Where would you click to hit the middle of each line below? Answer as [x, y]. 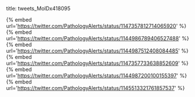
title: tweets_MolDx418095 [38, 8]
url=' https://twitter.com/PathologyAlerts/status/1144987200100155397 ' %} [97, 76]
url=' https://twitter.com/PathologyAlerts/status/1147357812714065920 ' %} [96, 26]
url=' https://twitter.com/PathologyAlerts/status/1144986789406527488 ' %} [98, 38]
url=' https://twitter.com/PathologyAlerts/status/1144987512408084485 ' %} [97, 51]
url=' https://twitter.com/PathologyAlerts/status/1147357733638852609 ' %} [97, 63]
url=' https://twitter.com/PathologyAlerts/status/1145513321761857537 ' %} [96, 88]
